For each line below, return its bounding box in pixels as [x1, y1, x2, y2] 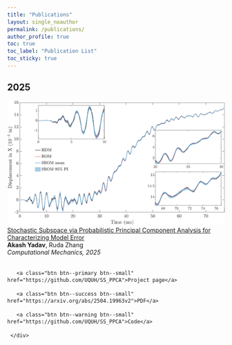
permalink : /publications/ [7, 26, 85, 33]
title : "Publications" [7, 11, 72, 18]
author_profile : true [7, 33, 70, 40]
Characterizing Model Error [7, 233, 85, 242]
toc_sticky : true [7, 55, 57, 62]
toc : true [7, 40, 36, 48]
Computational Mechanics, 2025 [7, 248, 101, 256]
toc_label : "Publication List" [7, 48, 97, 55]
